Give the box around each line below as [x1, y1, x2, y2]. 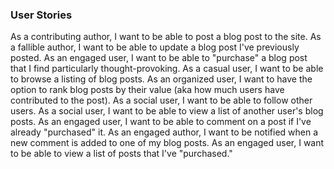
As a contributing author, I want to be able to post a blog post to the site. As [10, 31, 322, 43]
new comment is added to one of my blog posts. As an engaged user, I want [10, 137, 325, 149]
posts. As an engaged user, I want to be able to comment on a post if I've [10, 116, 312, 128]
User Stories [10, 8, 73, 22]
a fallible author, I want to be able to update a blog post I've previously [10, 41, 300, 53]
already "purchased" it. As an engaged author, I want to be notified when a [10, 126, 319, 138]
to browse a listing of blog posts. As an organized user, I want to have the [10, 73, 313, 85]
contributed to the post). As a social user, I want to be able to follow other [10, 94, 313, 107]
